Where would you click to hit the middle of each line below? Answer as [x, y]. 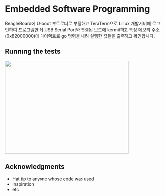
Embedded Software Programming [78, 9]
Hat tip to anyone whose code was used [53, 179]
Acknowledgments [35, 167]
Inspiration [23, 184]
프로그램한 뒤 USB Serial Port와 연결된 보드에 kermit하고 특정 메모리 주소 [89, 29]
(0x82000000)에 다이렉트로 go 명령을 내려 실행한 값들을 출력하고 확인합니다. [80, 36]
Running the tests [33, 52]
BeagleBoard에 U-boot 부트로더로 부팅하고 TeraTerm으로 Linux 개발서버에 [78, 23]
